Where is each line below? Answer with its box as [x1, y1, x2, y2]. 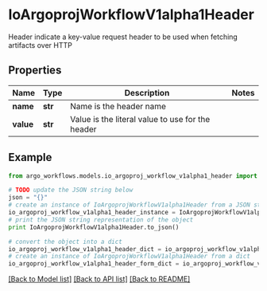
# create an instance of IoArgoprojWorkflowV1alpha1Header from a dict [8, 253, 250, 261]
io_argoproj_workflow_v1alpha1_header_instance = [8, 209, 176, 217]
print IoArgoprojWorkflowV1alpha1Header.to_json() [8, 223, 180, 231]
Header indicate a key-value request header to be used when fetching [8, 32, 238, 41]
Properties [8, 64, 62, 77]
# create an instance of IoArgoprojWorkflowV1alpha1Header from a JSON [8, 201, 250, 209]
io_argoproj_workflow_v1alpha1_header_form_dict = [8, 260, 180, 268]
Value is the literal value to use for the [70, 113, 211, 124]
